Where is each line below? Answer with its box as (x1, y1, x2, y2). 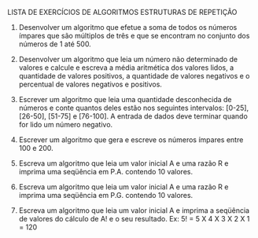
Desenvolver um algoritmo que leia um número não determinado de (18, 55, 238, 64)
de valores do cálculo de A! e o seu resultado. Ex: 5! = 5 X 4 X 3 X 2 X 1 (18, 214, 250, 223)
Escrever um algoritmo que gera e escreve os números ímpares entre (18, 135, 244, 145)
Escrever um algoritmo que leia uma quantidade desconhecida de (18, 95, 232, 104)
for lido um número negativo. (18, 120, 113, 129)
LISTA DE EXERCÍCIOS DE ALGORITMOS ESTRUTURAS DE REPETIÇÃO (7, 8, 238, 16)
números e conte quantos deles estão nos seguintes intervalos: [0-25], (18, 103, 249, 112)
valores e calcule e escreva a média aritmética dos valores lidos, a (18, 63, 234, 72)
